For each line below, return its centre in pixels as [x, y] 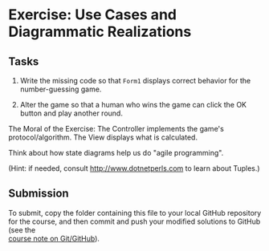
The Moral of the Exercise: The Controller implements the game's [116, 129]
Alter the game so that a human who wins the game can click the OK [133, 105]
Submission [39, 194]
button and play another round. [71, 113]
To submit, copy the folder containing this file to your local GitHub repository [135, 213]
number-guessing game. [61, 89]
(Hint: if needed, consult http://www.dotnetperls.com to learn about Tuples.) [134, 168]
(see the [22, 229]
